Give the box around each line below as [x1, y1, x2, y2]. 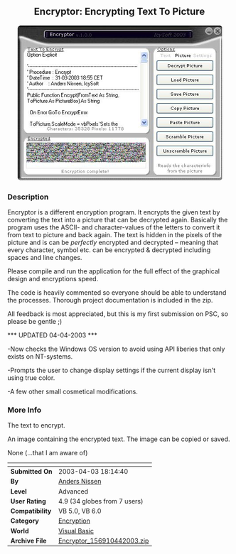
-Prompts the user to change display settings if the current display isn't [7, 366, 216, 375]
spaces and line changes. [7, 254, 82, 262]
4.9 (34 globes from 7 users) [58, 496, 144, 505]
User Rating [10, 496, 46, 505]
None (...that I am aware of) [7, 449, 88, 457]
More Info [7, 405, 42, 415]
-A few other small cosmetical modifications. [7, 387, 139, 396]
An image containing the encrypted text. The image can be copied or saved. [7, 435, 230, 443]
